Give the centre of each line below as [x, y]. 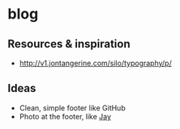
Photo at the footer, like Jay [65, 116]
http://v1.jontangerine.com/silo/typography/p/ [95, 63]
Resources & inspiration [69, 44]
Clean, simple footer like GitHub [73, 108]
